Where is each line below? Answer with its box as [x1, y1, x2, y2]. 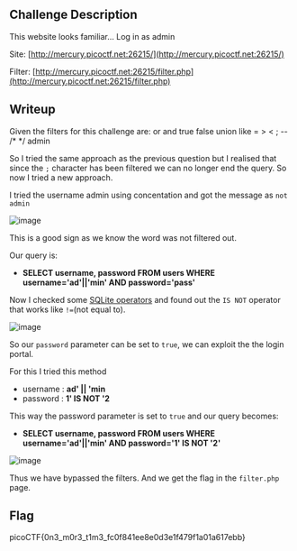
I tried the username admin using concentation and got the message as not [9, 189, 288, 200]
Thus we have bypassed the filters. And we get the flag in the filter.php [9, 473, 280, 483]
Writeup [9, 102, 56, 117]
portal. [9, 348, 34, 359]
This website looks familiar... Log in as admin [9, 31, 175, 41]
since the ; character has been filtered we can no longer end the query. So [9, 162, 287, 173]
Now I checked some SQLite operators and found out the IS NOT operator [9, 294, 281, 305]
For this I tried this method [9, 365, 107, 377]
